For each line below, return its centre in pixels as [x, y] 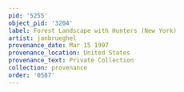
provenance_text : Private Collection [71, 61]
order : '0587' [32, 75]
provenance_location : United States [69, 53]
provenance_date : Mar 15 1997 [59, 46]
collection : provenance [48, 68]
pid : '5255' [28, 16]
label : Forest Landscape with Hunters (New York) [93, 30]
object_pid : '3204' [41, 23]
